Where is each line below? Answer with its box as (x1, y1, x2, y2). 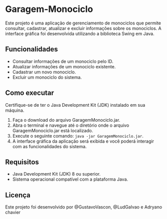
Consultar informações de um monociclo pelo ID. (12, 58, 113, 64)
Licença (5, 191, 31, 199)
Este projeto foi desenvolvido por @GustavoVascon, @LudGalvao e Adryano (5, 204, 162, 210)
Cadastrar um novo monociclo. (12, 69, 76, 75)
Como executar (5, 89, 54, 97)
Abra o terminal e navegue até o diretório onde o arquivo (12, 122, 129, 128)
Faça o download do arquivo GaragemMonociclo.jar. (12, 117, 120, 123)
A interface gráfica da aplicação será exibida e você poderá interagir (12, 138, 154, 144)
